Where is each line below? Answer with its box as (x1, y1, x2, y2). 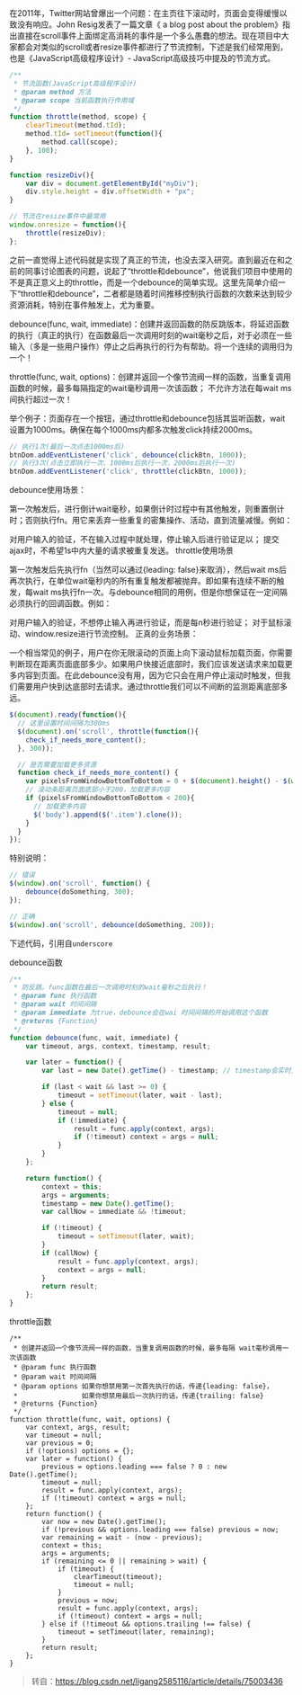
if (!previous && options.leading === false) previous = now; (41, 1525, 280, 1534)
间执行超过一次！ (9, 394, 73, 405)
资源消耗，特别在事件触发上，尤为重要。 (9, 299, 159, 310)
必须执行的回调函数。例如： (9, 598, 112, 609)
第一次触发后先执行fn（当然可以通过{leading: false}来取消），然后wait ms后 (9, 565, 288, 575)
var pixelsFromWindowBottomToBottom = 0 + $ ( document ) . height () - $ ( (25, 777, 292, 786)
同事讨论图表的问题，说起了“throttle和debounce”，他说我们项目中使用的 (24, 265, 293, 276)
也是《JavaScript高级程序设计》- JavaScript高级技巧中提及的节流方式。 (9, 53, 276, 63)
